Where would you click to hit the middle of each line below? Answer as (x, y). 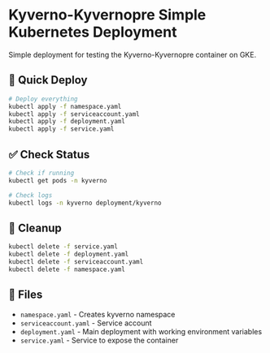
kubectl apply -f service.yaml (61, 129)
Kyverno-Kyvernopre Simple (107, 15)
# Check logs (30, 195)
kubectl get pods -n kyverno (58, 180)
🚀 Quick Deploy (48, 80)
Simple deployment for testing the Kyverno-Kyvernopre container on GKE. (133, 54)
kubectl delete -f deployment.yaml (69, 254)
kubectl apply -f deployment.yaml (67, 122)
